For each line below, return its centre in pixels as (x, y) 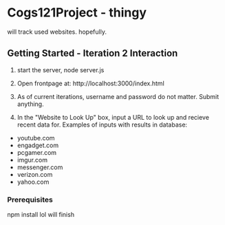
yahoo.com (33, 182)
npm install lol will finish (41, 215)
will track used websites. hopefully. (57, 32)
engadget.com (38, 145)
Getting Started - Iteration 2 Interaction (93, 53)
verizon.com (35, 174)
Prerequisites (30, 200)
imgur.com (32, 160)
